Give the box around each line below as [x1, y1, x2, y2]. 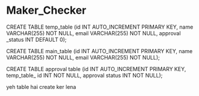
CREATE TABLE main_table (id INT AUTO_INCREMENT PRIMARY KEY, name [6, 47, 193, 54]
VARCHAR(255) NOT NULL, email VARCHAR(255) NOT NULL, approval [6, 29, 181, 36]
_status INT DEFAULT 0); [6, 36, 67, 43]
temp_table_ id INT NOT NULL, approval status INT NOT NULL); [6, 72, 163, 79]
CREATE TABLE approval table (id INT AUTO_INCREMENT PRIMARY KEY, [6, 65, 186, 72]
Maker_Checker [6, 4, 87, 17]
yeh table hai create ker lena [6, 83, 77, 90]
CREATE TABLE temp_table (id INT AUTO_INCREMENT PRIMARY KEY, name [6, 23, 194, 30]
